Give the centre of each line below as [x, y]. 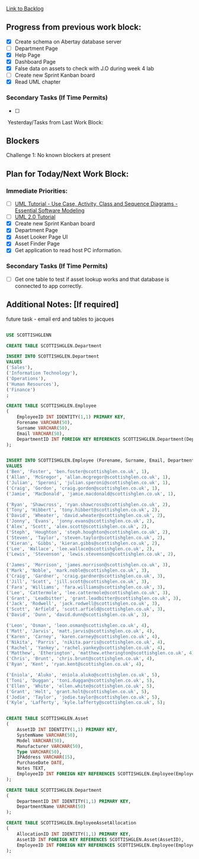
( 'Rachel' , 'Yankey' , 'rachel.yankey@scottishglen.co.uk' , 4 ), [86, 648]
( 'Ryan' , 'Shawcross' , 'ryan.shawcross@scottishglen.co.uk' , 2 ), [88, 504]
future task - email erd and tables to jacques [60, 319]
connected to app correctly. [49, 286]
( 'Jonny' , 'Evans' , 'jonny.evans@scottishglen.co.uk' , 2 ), [81, 521]
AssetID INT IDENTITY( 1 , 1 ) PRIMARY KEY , [67, 730]
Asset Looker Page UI [41, 237]
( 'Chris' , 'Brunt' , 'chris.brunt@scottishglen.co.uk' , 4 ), [81, 659]
